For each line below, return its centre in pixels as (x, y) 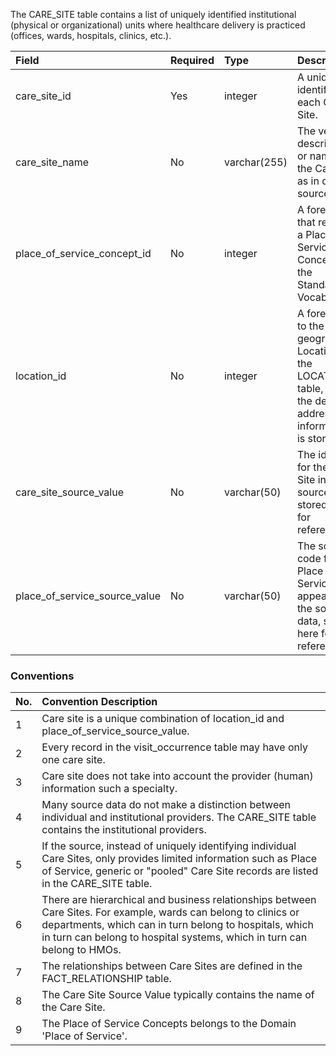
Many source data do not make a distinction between (166, 805)
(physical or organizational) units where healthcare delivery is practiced (158, 25)
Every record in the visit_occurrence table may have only (174, 747)
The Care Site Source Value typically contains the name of (178, 995)
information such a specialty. (109, 789)
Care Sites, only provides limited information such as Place (179, 859)
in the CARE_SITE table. (97, 884)
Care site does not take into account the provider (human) (177, 776)
